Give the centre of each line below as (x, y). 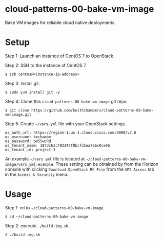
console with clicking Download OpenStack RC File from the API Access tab (80, 169)
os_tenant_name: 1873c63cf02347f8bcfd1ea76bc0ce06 (58, 145)
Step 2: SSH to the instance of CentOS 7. (46, 65)
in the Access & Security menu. (37, 174)
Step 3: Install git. (22, 83)
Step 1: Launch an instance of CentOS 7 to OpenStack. (60, 56)
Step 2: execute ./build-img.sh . (37, 225)
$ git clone (17, 110)
